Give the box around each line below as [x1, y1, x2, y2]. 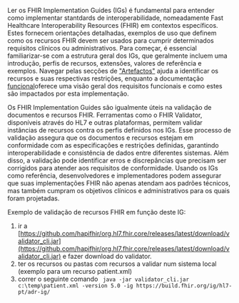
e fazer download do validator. [62, 252, 152, 260]
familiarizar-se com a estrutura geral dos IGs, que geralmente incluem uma [7, 51, 228, 60]
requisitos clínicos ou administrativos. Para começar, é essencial [7, 44, 198, 52]
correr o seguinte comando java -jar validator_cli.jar [17, 274, 190, 283]
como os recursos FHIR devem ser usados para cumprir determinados [7, 36, 214, 45]
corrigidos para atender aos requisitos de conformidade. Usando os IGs [7, 164, 219, 172]
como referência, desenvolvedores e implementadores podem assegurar [7, 171, 222, 180]
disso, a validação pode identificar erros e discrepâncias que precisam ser [7, 156, 227, 165]
